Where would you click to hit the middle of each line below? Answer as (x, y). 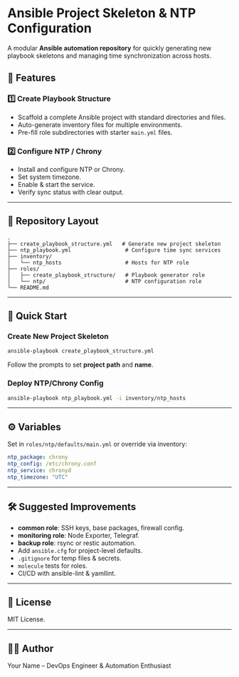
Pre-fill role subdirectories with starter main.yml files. (95, 132)
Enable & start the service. (56, 184)
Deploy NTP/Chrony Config (56, 383)
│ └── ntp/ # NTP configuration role (105, 281)
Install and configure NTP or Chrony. (71, 169)
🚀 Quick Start (37, 316)
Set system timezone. (49, 177)
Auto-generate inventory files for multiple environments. (100, 124)
